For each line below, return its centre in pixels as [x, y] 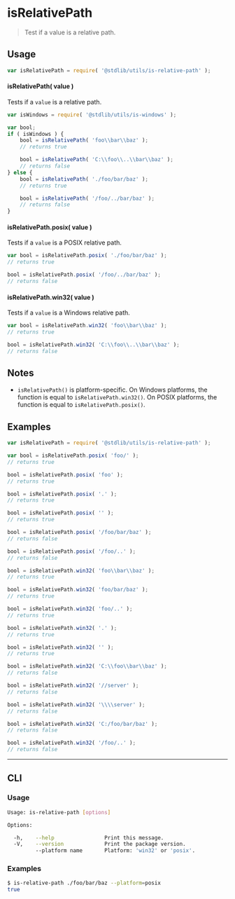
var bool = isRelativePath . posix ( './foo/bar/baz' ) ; [87, 256]
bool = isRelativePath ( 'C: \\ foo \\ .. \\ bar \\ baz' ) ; [97, 160]
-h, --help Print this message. [89, 838]
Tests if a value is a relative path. [55, 102]
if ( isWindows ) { [36, 134]
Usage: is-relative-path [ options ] [59, 812]
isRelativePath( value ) [41, 86]
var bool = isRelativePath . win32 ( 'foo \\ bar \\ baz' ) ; [87, 326]
